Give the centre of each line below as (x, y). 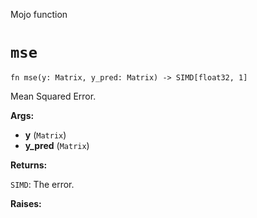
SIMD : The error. (42, 184)
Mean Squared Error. (53, 96)
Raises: (26, 203)
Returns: (29, 165)
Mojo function (39, 14)
